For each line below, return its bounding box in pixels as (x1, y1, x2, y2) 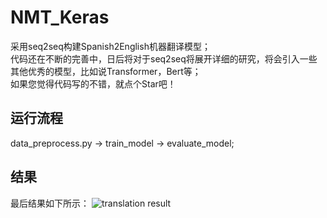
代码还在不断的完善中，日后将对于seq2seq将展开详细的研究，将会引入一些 (10, 52, 318, 65)
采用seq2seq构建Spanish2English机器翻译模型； (10, 40, 211, 52)
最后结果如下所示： (10, 197, 90, 209)
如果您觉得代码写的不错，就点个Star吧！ (10, 77, 177, 90)
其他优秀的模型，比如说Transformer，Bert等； (10, 65, 202, 77)
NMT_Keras (10, 6, 110, 29)
